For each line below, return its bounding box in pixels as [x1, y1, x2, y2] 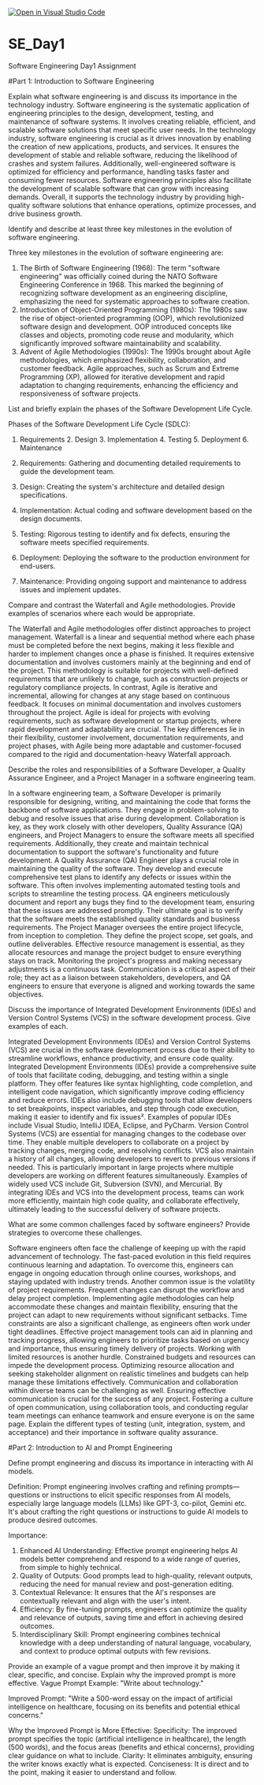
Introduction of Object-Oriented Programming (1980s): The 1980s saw [19, 304, 247, 315]
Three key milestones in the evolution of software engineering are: [8, 248, 224, 257]
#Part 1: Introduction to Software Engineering [8, 76, 154, 86]
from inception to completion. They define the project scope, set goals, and [8, 930, 254, 940]
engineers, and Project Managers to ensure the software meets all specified [8, 830, 255, 840]
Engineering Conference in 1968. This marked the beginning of [19, 280, 224, 289]
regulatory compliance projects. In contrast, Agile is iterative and [8, 682, 218, 691]
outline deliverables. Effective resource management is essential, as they [8, 939, 245, 948]
